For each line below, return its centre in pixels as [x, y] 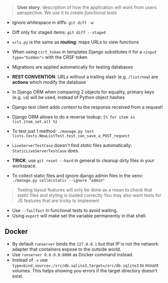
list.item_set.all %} [35, 122]
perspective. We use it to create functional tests [67, 13]
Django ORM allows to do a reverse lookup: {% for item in [73, 117]
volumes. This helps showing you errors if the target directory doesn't [85, 270]
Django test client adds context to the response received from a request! [88, 107]
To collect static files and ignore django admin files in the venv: [77, 176]
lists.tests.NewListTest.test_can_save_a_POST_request [71, 136]
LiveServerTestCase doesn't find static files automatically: [72, 145]
